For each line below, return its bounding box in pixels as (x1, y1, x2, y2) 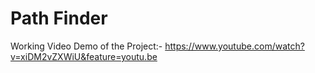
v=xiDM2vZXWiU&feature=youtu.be (10, 50, 158, 62)
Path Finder (10, 7, 108, 30)
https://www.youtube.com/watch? (164, 40, 305, 52)
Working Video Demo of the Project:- (10, 40, 163, 52)
